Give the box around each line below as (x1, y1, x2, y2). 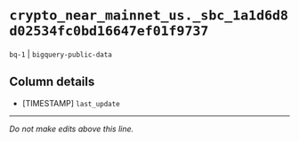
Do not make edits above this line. (9, 123, 134, 134)
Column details (9, 74, 95, 90)
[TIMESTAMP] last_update (21, 98, 120, 108)
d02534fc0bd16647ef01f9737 (9, 23, 209, 40)
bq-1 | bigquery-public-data (9, 48, 113, 59)
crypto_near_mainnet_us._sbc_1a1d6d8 (9, 7, 289, 24)
